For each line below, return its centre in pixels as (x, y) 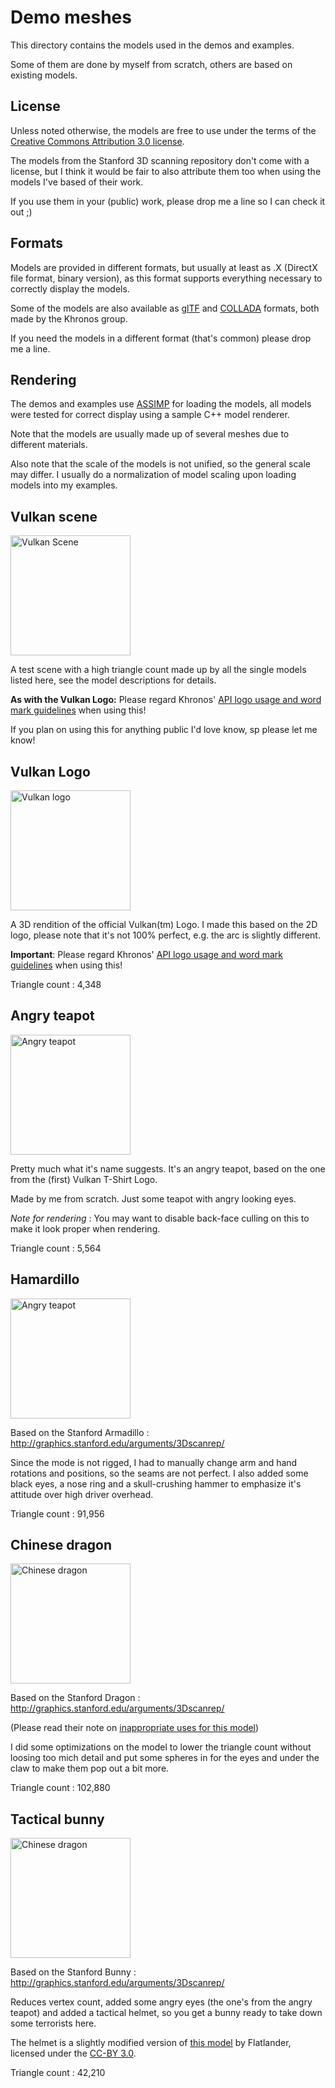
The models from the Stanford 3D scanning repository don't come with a (160, 160)
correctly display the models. (70, 288)
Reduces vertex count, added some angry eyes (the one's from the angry (161, 2002)
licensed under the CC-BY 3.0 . (73, 2053)
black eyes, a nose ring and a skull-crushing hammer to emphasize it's (156, 1483)
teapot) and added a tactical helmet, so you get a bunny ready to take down (166, 2013)
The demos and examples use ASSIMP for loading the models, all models (161, 404)
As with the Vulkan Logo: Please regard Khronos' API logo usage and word (166, 700)
